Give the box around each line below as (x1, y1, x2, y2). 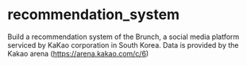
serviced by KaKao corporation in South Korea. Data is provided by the (7, 40, 239, 49)
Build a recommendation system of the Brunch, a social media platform (7, 32, 240, 41)
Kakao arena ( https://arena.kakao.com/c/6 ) (7, 49, 149, 58)
